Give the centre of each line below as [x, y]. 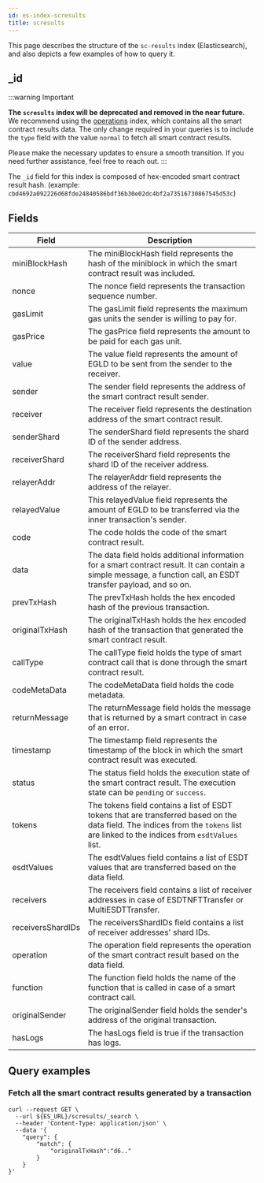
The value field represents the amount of [163, 354]
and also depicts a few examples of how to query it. [92, 54]
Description [170, 240]
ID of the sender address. [135, 442]
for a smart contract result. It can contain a [166, 565]
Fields [24, 218]
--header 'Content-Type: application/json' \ [91, 1123]
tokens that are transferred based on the [162, 815]
